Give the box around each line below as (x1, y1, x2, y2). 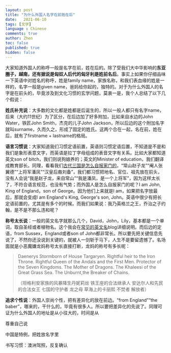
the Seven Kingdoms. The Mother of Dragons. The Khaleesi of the (17, 264, 157, 270)
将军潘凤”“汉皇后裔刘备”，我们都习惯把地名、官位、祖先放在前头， (22, 169, 162, 175)
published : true (5, 45, 40, 50)
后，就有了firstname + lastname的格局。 (5, 133, 90, 139)
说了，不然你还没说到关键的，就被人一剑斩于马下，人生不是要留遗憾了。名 (5, 237, 161, 243)
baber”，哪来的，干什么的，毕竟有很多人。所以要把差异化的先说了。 (5, 303, 149, 309)
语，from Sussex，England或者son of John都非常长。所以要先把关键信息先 (5, 230, 163, 236)
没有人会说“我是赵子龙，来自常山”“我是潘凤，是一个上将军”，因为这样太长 (5, 175, 160, 181)
